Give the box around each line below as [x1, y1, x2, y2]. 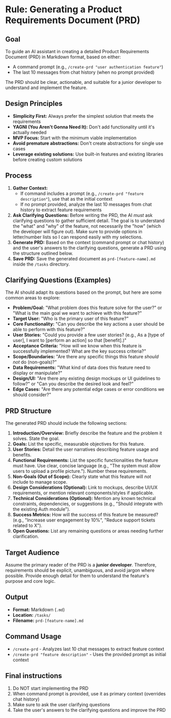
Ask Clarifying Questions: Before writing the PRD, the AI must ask [12, 212, 153, 218]
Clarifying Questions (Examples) [5, 276, 111, 285]
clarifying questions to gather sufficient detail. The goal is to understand [12, 217, 165, 224]
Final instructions [5, 671, 62, 680]
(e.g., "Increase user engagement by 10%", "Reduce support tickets [12, 517, 156, 523]
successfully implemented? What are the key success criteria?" [12, 348, 146, 354]
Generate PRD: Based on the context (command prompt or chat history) [12, 239, 164, 245]
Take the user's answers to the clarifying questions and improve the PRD [12, 707, 166, 713]
